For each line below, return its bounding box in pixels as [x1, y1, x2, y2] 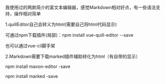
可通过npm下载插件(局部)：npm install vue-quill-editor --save [5, 32, 134, 38]
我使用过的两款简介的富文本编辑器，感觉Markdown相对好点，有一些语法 [5, 5, 156, 10]
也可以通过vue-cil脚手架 [5, 43, 56, 49]
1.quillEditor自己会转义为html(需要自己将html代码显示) [5, 22, 117, 27]
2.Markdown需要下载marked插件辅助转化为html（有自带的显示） [5, 53, 141, 59]
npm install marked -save [5, 73, 58, 79]
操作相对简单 [14, 11, 41, 17]
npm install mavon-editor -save [5, 63, 71, 69]
